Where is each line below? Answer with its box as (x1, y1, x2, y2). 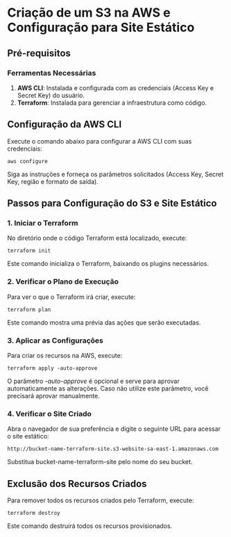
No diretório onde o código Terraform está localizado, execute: (7, 234, 187, 242)
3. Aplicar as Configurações (7, 335, 104, 345)
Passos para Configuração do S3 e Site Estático (7, 198, 217, 210)
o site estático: (7, 432, 50, 441)
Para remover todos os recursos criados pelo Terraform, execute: (7, 496, 194, 504)
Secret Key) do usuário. (17, 91, 85, 99)
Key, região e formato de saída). (7, 177, 99, 185)
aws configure (7, 157, 49, 164)
